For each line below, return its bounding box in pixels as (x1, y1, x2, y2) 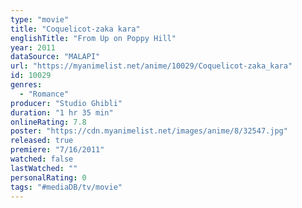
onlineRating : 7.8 (10, 117, 87, 127)
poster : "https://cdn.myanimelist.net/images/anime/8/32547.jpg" (10, 126, 288, 136)
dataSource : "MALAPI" (10, 52, 101, 62)
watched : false (10, 154, 74, 164)
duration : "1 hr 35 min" (10, 107, 114, 118)
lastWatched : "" (10, 163, 78, 173)
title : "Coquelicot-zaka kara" (10, 24, 141, 34)
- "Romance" (19, 89, 70, 99)
